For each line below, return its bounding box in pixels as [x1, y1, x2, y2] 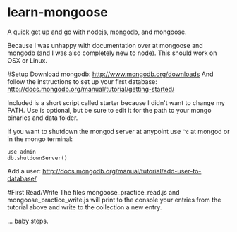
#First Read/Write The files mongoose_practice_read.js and [7, 188, 180, 196]
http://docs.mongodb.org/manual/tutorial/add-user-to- [42, 166, 202, 175]
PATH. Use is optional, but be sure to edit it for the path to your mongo [7, 106, 212, 114]
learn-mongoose [7, 4, 108, 20]
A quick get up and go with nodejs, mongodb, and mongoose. [7, 28, 187, 36]
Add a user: [7, 166, 41, 175]
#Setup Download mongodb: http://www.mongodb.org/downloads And [7, 70, 214, 78]
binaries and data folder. [7, 114, 78, 122]
